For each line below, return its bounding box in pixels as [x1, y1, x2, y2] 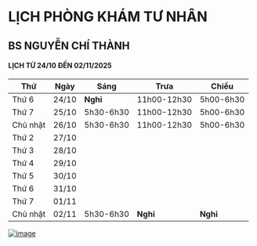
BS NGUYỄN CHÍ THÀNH [8, 39, 131, 52]
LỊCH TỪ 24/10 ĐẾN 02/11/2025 [8, 61, 112, 71]
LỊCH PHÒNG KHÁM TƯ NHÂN [8, 8, 208, 26]
